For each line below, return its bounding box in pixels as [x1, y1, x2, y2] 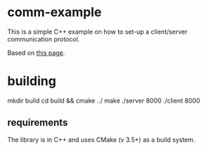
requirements [7, 117, 68, 129]
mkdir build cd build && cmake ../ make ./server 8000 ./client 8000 [7, 96, 201, 105]
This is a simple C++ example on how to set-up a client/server [7, 27, 188, 36]
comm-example [7, 4, 102, 20]
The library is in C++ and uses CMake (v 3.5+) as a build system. [7, 135, 196, 144]
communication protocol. [7, 34, 80, 43]
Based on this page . [7, 48, 65, 57]
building [7, 73, 56, 89]
